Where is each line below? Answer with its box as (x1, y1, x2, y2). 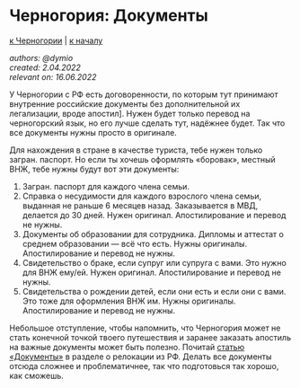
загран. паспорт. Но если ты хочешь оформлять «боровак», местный (9, 154, 276, 164)
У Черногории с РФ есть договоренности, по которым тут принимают (9, 89, 278, 100)
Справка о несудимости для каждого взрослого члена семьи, (22, 190, 262, 201)
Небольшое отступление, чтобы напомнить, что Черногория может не (9, 322, 281, 333)
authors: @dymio (9, 52, 74, 63)
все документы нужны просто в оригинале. (9, 127, 177, 137)
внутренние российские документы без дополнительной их (9, 98, 241, 109)
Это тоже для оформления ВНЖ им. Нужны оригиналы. (22, 295, 236, 306)
